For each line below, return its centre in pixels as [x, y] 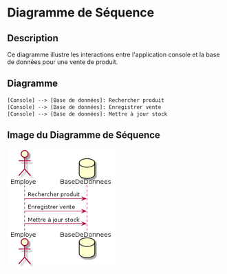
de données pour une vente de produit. [63, 62]
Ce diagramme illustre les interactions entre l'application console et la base [113, 54]
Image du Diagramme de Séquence [84, 135]
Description [33, 38]
